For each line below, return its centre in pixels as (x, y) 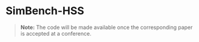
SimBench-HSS (45, 11)
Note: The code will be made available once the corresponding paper (106, 27)
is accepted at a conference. (56, 33)
